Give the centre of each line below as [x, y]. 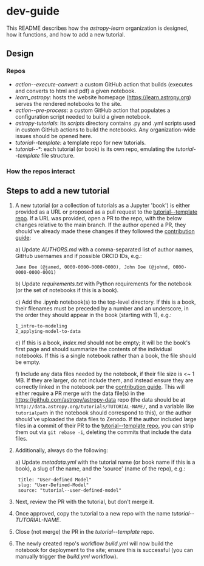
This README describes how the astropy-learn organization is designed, [97, 28]
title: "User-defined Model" [55, 480]
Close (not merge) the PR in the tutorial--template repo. [85, 532]
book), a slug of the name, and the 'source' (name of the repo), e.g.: [100, 469]
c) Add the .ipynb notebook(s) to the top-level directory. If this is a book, [105, 302]
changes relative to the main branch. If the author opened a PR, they [100, 225]
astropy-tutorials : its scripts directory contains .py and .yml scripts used [105, 123]
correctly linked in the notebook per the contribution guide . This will [100, 387]
